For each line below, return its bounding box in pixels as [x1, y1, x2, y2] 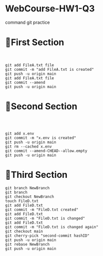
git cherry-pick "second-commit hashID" [5, 233, 90, 238]
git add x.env [5, 131, 35, 136]
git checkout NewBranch [5, 194, 54, 199]
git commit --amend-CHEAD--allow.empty [5, 148, 88, 154]
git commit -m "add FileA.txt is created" [5, 67, 94, 72]
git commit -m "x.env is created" [5, 135, 77, 140]
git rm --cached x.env [5, 144, 52, 149]
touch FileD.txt [5, 199, 39, 204]
